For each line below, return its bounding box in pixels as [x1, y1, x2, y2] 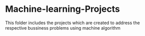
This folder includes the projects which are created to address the [5, 20, 140, 26]
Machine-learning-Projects [5, 3, 120, 15]
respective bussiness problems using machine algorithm [5, 25, 121, 31]
